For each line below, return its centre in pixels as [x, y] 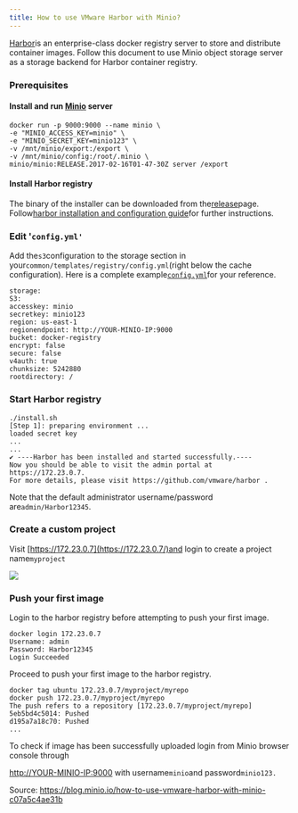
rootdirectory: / [41, 377]
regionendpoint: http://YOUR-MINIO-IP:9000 [91, 330]
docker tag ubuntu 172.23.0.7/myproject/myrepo [99, 691]
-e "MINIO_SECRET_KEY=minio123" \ [73, 141]
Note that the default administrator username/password [111, 497]
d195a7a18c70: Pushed [49, 722]
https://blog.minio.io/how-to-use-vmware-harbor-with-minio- [153, 790]
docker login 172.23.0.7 [55, 635]
